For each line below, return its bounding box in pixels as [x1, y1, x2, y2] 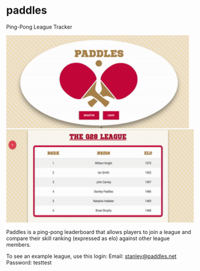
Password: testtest [6, 258, 52, 266]
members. [6, 241, 32, 248]
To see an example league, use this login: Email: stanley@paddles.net [6, 253, 177, 260]
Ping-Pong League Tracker [6, 23, 73, 30]
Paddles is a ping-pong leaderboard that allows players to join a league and [6, 228, 192, 235]
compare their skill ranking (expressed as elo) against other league [6, 235, 170, 242]
